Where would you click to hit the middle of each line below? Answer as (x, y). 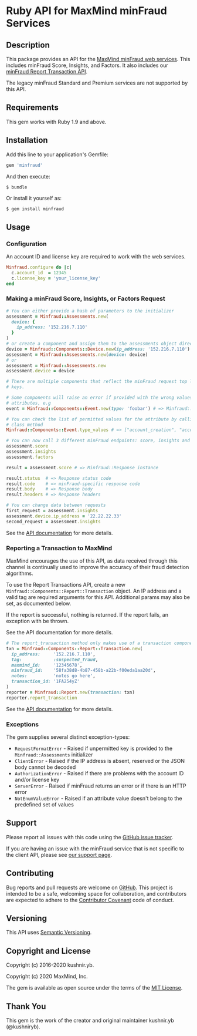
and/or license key (37, 779)
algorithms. (20, 573)
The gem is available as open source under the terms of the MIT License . (94, 988)
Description (28, 45)
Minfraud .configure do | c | (39, 268)
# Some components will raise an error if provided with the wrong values (99, 398)
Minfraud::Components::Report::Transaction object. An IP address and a (94, 591)
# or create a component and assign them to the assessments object (91, 344)
